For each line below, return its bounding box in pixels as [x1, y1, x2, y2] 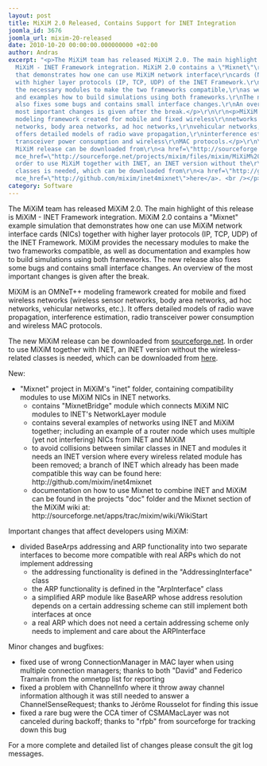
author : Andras [8, 49, 59, 57]
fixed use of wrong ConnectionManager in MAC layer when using [19, 657, 234, 666]
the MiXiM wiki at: [31, 502, 91, 512]
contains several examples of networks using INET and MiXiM [31, 417, 234, 427]
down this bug [19, 725, 68, 734]
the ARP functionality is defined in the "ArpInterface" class [31, 584, 223, 593]
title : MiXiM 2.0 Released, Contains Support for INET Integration [8, 19, 237, 27]
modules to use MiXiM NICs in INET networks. [19, 392, 171, 402]
